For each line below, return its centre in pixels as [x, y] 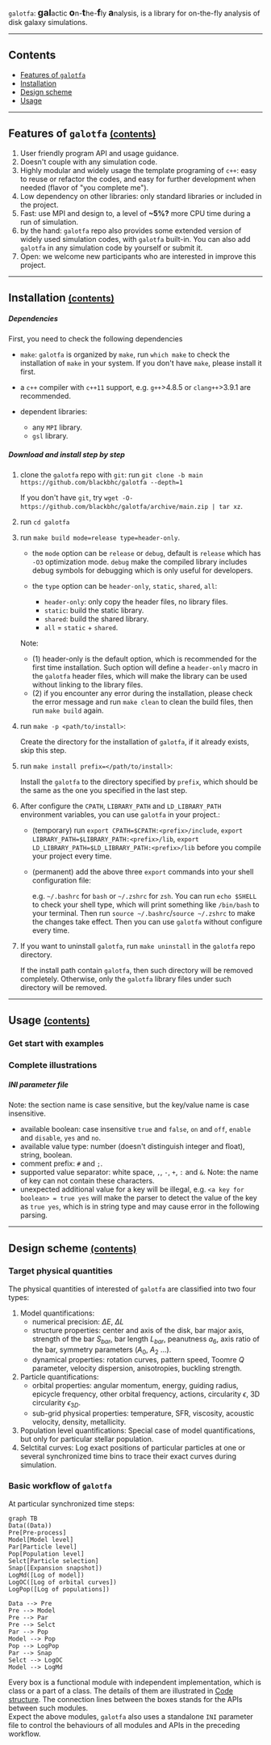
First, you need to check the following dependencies [96, 338]
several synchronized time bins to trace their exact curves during [128, 1456]
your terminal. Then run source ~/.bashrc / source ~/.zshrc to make [144, 913]
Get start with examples [56, 1044]
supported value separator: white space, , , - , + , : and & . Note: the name [139, 1172]
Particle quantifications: [59, 1377]
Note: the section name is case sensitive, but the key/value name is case [129, 1105]
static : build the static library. [94, 610]
